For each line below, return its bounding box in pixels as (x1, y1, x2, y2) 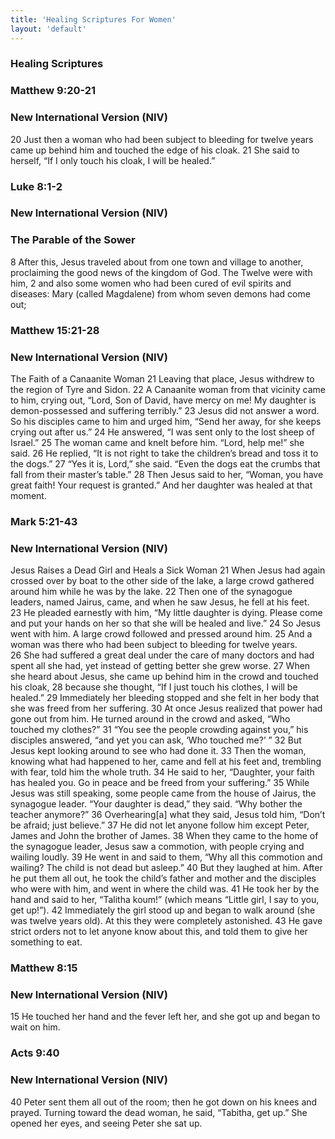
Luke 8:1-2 (10, 179, 63, 193)
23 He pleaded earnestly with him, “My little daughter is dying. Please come (10, 607, 323, 619)
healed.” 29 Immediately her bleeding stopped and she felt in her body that (10, 692, 320, 704)
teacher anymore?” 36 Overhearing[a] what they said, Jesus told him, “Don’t (10, 809, 326, 821)
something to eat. (10, 936, 83, 948)
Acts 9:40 (10, 1046, 60, 1060)
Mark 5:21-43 (10, 514, 78, 528)
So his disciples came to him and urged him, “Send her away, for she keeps (10, 416, 322, 427)
